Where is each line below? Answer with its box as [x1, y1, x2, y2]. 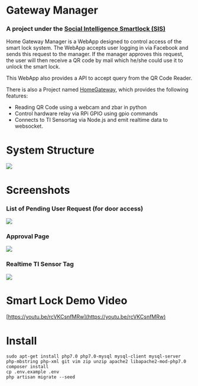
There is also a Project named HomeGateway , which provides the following [6, 86, 189, 93]
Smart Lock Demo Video [6, 294, 128, 307]
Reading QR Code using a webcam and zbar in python [14, 104, 147, 111]
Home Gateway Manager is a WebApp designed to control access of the [6, 38, 182, 45]
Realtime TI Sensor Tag [6, 260, 74, 268]
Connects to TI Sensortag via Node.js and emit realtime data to [14, 116, 168, 124]
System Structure [6, 143, 95, 157]
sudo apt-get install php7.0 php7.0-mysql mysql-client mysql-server [6, 353, 181, 359]
